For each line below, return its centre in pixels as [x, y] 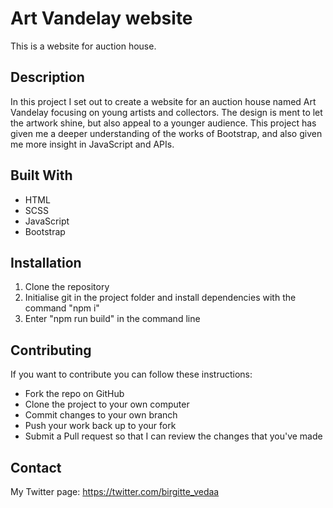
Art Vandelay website [101, 18]
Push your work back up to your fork [100, 426]
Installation [46, 262]
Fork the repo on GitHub [74, 394]
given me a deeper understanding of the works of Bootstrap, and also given [166, 133]
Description [47, 77]
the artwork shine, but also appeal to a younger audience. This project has [163, 123]
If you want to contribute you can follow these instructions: [131, 374]
